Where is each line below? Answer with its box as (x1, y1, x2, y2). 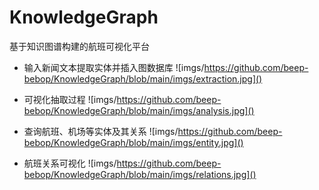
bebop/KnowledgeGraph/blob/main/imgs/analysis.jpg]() (23, 104, 255, 116)
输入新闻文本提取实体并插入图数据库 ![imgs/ (23, 61, 205, 73)
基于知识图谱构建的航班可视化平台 (9, 40, 150, 52)
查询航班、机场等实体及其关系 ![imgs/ (23, 125, 179, 137)
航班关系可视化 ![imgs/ (23, 157, 117, 169)
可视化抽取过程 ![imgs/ (23, 93, 117, 105)
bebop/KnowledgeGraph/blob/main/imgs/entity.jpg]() (23, 136, 244, 148)
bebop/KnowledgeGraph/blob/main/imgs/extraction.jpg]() (23, 72, 263, 85)
